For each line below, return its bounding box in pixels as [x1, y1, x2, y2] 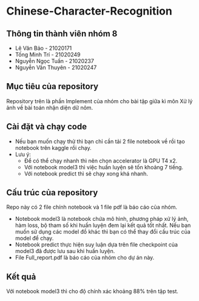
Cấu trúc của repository [6, 188, 98, 198]
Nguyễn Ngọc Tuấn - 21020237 [15, 58, 94, 64]
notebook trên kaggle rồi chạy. [15, 144, 92, 151]
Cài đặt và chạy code [6, 121, 87, 132]
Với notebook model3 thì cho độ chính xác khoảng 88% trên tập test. [6, 288, 179, 295]
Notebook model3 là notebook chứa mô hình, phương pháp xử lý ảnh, [15, 215, 189, 223]
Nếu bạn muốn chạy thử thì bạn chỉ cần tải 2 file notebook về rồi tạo [15, 138, 185, 145]
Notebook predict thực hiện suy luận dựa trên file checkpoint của [15, 241, 178, 248]
